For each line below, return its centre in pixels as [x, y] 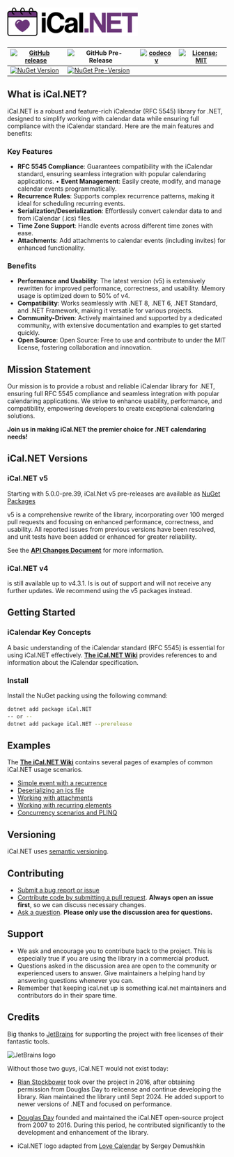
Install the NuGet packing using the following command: [88, 695]
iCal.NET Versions [48, 458]
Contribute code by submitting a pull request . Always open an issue [115, 897]
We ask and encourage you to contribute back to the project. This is [115, 951]
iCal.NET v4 [28, 568]
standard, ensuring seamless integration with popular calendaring [112, 173]
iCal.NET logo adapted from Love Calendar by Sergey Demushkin [111, 1146]
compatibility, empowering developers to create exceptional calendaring [111, 409]
